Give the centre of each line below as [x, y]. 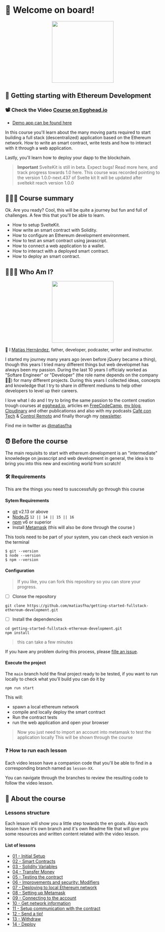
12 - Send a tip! [28, 914]
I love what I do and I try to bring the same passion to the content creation [80, 400]
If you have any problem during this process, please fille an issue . [72, 651]
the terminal [17, 542]
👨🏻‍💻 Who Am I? [29, 272]
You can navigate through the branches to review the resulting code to [77, 778]
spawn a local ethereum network [46, 707]
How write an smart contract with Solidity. [55, 230]
